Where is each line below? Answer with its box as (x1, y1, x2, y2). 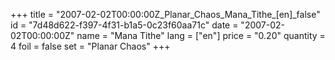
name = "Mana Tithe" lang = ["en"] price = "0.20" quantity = (76, 30, 326, 41)
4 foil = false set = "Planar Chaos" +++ (10, 40, 171, 52)
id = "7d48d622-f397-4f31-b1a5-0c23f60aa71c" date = (10, 19, 239, 31)
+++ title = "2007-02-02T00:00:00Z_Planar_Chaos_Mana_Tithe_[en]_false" (10, 9, 321, 20)
